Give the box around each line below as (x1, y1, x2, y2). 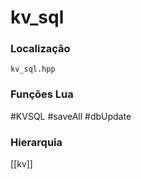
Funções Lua (10, 87, 74, 101)
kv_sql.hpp (10, 64, 56, 75)
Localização (10, 42, 71, 56)
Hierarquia (10, 135, 63, 149)
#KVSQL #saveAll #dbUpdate (10, 110, 132, 122)
